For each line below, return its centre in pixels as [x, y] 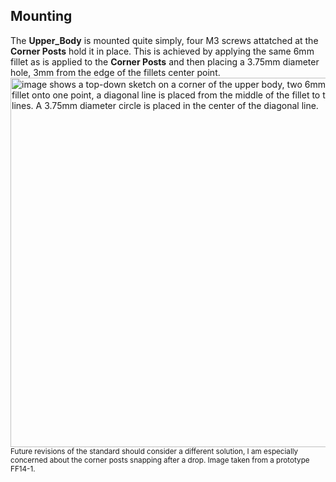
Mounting [41, 16]
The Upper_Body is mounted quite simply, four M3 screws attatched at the [164, 40]
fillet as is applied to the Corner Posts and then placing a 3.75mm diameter [165, 61]
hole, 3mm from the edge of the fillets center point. [115, 72]
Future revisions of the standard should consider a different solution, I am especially [154, 451]
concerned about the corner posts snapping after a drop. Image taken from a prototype [160, 460]
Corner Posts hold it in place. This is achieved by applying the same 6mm [162, 51]
